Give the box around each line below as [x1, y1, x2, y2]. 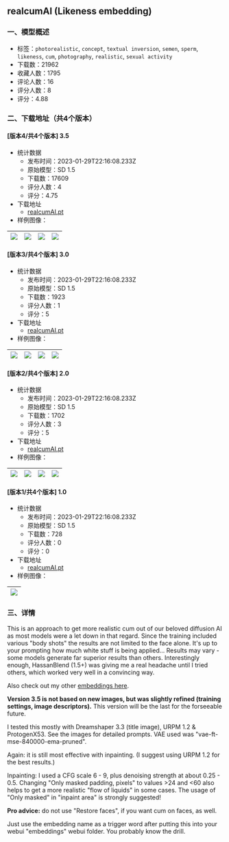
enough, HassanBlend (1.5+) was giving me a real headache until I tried [7, 661, 208, 669]
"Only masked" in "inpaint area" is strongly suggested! [7, 793, 161, 801]
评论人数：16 [16, 77, 54, 85]
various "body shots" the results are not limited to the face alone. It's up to [7, 639, 218, 647]
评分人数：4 [27, 182, 62, 191]
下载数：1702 [27, 412, 65, 420]
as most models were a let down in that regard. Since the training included [7, 632, 217, 640]
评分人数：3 [27, 420, 62, 428]
